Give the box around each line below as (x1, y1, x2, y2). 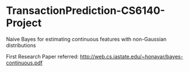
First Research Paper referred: (6, 53, 79, 60)
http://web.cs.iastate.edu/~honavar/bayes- (79, 53, 183, 60)
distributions (6, 42, 36, 49)
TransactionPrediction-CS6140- (6, 4, 165, 17)
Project (6, 16, 42, 30)
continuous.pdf (6, 59, 43, 66)
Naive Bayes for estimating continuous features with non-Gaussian (6, 35, 167, 42)
